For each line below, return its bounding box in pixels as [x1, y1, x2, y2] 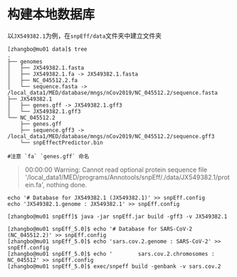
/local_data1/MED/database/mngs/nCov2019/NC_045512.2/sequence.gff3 [7, 132, 215, 140]
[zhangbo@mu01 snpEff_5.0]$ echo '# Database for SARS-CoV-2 [7, 225, 193, 232]
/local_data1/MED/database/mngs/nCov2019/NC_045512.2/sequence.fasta [7, 89, 218, 96]
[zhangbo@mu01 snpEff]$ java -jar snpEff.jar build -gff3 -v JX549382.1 [7, 213, 228, 220]
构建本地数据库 [7, 6, 95, 23]
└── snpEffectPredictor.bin [20, 139, 103, 146]
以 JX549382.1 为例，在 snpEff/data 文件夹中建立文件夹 [7, 31, 162, 40]
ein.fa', [24, 180, 45, 189]
